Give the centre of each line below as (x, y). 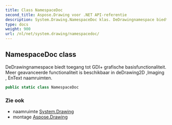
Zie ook (15, 100)
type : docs (17, 24)
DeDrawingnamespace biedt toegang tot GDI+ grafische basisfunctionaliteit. (86, 67)
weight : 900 (18, 29)
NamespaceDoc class (41, 55)
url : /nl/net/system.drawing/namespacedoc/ (52, 34)
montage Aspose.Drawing (40, 117)
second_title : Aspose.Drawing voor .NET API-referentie (66, 15)
